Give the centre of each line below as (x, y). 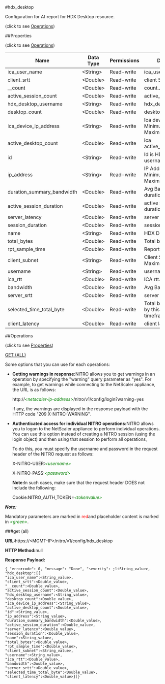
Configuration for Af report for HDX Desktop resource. (60, 16)
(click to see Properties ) (29, 345)
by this (152, 309)
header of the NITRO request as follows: (53, 454)
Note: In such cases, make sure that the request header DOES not (78, 483)
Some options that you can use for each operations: (58, 364)
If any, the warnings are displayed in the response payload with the (80, 409)
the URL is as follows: (34, 390)
